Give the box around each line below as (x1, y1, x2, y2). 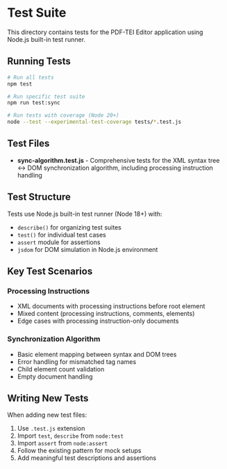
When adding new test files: (7, 411, 87, 419)
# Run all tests (7, 74, 54, 81)
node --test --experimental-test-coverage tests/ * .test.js (7, 118, 182, 126)
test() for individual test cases (17, 230, 106, 239)
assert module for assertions (17, 238, 101, 246)
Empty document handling (17, 372, 93, 381)
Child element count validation (17, 365, 105, 373)
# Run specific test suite (7, 93, 85, 100)
